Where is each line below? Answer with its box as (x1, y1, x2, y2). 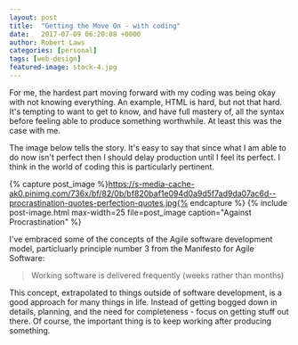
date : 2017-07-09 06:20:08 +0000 (9, 29, 141, 38)
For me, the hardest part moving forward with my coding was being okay (9, 86, 276, 98)
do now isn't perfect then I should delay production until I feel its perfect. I (9, 152, 280, 162)
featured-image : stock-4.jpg (9, 63, 117, 72)
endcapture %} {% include (189, 197, 288, 208)
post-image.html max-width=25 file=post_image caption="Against (9, 207, 252, 218)
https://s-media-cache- (108, 178, 195, 189)
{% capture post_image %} (9, 178, 109, 189)
